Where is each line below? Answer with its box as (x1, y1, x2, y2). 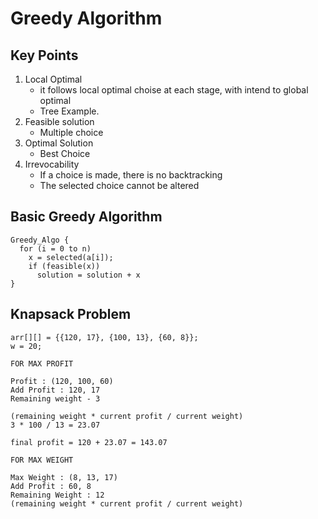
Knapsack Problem (10, 306, 132, 323)
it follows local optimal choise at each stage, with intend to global (39, 84, 309, 96)
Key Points (10, 47, 79, 64)
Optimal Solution (24, 137, 94, 149)
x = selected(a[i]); (28, 252, 114, 262)
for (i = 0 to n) (19, 243, 92, 254)
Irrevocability (24, 158, 80, 170)
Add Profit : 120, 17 (10, 385, 101, 395)
